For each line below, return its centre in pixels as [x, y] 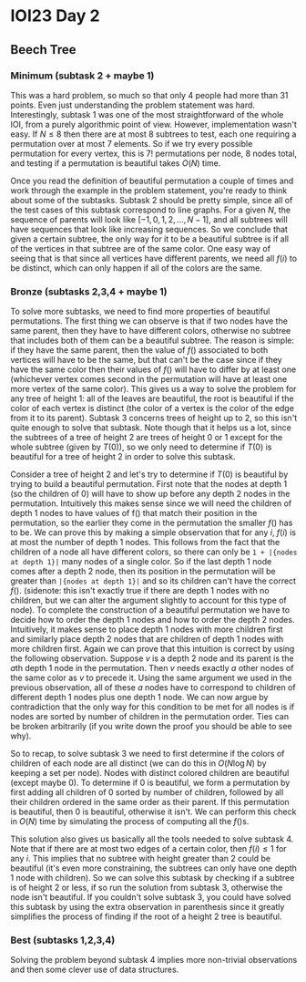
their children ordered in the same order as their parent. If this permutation [150, 802]
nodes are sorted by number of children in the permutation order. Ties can [150, 717]
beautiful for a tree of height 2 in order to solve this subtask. [123, 457]
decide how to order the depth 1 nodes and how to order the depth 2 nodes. [153, 620]
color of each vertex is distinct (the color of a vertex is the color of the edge [153, 408]
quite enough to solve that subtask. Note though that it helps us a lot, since [151, 428]
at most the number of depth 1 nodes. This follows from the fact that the [145, 543]
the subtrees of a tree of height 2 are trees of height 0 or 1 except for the [147, 438]
